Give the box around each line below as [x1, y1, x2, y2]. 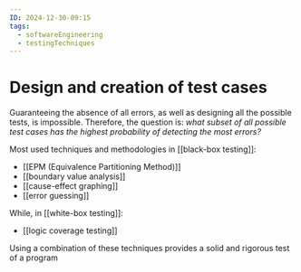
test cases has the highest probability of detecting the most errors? [9, 127, 261, 137]
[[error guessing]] [22, 191, 90, 202]
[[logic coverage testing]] [22, 225, 118, 236]
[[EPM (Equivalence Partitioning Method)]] [22, 162, 181, 173]
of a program [9, 252, 59, 263]
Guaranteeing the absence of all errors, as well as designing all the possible [9, 108, 292, 118]
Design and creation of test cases [9, 78, 267, 98]
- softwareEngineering [17, 30, 103, 39]
